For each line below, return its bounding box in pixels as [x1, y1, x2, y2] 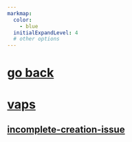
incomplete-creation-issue [7, 123, 125, 135]
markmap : [7, 10, 32, 17]
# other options [13, 36, 60, 43]
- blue [19, 23, 38, 29]
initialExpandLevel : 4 [13, 29, 78, 36]
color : [13, 16, 32, 23]
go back [7, 65, 54, 81]
